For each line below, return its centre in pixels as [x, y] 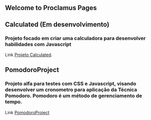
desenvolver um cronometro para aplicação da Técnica [71, 90]
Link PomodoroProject [27, 112]
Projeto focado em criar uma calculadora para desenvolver [75, 38]
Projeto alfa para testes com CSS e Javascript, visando [71, 84]
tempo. [14, 102]
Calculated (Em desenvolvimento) [57, 24]
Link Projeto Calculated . [29, 55]
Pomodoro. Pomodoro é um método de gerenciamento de [74, 96]
